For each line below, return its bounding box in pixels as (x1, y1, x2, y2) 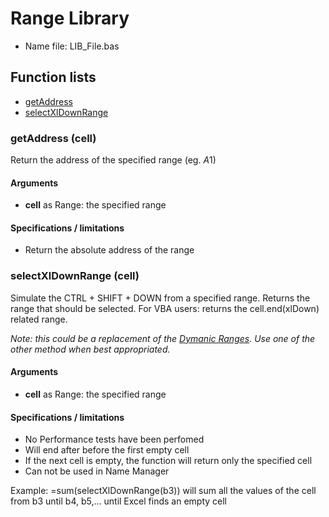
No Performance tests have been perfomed (24, 433, 205, 446)
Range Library (10, 7, 130, 30)
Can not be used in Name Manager (24, 465, 170, 477)
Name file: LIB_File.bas (24, 40, 120, 52)
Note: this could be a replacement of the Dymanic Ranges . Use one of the (10, 332, 316, 344)
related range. (10, 313, 68, 325)
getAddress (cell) (10, 131, 97, 145)
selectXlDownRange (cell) (10, 269, 140, 283)
